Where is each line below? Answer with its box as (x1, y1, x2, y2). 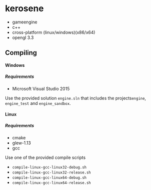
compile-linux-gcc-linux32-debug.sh (12, 165, 87, 170)
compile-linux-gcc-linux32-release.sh (12, 170, 91, 175)
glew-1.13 (12, 140, 31, 146)
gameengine (12, 19, 38, 25)
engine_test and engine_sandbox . (5, 100, 71, 106)
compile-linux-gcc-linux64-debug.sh (12, 175, 87, 180)
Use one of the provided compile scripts (5, 154, 86, 161)
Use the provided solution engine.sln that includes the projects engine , (5, 95, 146, 101)
